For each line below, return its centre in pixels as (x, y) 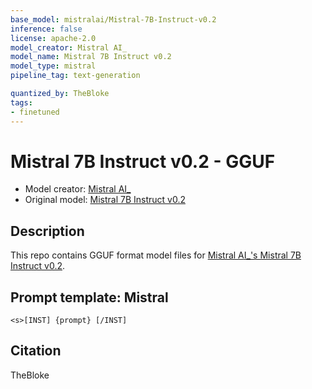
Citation (36, 351)
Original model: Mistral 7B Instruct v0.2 (105, 200)
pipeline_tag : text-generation (75, 76)
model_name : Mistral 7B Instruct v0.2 (91, 57)
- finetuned (35, 112)
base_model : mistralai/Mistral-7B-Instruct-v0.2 (113, 19)
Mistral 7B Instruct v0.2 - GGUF (143, 161)
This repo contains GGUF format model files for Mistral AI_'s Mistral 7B (156, 255)
